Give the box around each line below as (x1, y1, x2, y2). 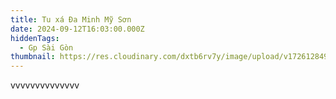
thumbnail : (10, 52, 56, 62)
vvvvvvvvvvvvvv (10, 79, 80, 91)
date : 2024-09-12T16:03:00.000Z (10, 24, 145, 34)
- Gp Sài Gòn (19, 42, 74, 53)
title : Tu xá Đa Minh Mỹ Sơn (10, 14, 132, 25)
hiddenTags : (10, 33, 60, 43)
